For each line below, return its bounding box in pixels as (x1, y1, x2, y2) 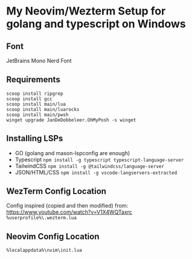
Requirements (6, 74, 60, 85)
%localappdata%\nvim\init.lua (6, 248, 83, 254)
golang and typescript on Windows (6, 17, 186, 31)
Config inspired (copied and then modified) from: (6, 202, 129, 209)
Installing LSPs (6, 133, 63, 144)
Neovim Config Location (6, 231, 100, 241)
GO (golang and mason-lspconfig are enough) (14, 149, 130, 156)
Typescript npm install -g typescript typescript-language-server (14, 156, 184, 163)
